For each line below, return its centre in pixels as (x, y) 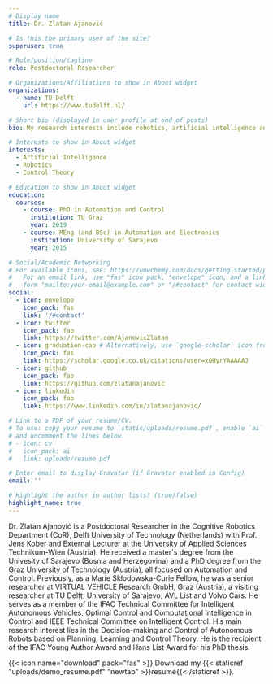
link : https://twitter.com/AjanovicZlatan (96, 338)
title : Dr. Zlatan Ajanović (56, 24)
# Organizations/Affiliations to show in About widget (103, 83)
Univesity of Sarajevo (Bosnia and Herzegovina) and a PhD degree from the (135, 560)
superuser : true (36, 46)
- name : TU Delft (45, 98)
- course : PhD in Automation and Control (94, 210)
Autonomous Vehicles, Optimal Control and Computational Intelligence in (130, 612)
